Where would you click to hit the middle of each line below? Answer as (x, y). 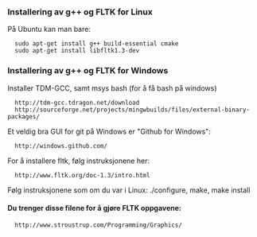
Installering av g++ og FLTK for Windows (88, 71)
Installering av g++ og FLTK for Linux (80, 12)
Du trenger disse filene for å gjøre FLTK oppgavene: (95, 208)
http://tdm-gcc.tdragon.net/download (77, 103)
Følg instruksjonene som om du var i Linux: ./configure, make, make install (129, 190)
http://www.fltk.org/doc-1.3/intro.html (82, 175)
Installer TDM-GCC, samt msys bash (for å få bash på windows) (112, 88)
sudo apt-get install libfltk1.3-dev (77, 51)
